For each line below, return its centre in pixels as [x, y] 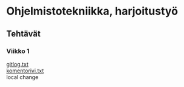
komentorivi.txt [25, 71]
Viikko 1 [18, 51]
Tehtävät [23, 34]
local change [22, 77]
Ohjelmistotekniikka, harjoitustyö [92, 11]
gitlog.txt [18, 64]
